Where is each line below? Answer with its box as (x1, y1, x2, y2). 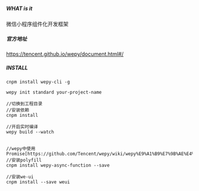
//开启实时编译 (6, 123, 38, 130)
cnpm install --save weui (6, 179, 70, 185)
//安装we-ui (6, 174, 34, 180)
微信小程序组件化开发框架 (6, 20, 69, 27)
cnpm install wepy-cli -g (6, 79, 70, 85)
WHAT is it (6, 5, 33, 12)
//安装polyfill (6, 157, 42, 163)
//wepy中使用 (6, 145, 36, 151)
